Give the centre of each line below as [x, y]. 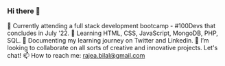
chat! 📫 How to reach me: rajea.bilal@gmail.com [76, 56]
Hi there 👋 [24, 11]
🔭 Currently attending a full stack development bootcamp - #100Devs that [111, 26]
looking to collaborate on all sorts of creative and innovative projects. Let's [113, 48]
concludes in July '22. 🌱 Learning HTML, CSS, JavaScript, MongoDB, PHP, [113, 33]
